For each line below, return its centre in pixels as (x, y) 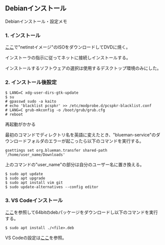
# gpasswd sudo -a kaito (31, 102)
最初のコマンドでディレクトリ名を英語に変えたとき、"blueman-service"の (81, 135)
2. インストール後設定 (31, 82)
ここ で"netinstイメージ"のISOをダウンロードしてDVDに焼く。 (68, 47)
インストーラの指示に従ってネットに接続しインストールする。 (68, 58)
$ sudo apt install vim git (34, 183)
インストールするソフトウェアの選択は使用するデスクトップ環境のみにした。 (83, 68)
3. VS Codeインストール (34, 200)
